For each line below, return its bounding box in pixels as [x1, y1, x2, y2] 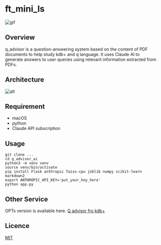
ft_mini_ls [5, 3, 45, 14]
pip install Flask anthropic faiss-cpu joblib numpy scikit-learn [5, 169, 142, 174]
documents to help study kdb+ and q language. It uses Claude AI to [5, 51, 140, 57]
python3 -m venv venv [5, 161, 49, 166]
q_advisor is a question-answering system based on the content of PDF [5, 46, 148, 52]
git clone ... [5, 152, 34, 158]
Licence [5, 222, 30, 230]
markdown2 [5, 173, 25, 178]
